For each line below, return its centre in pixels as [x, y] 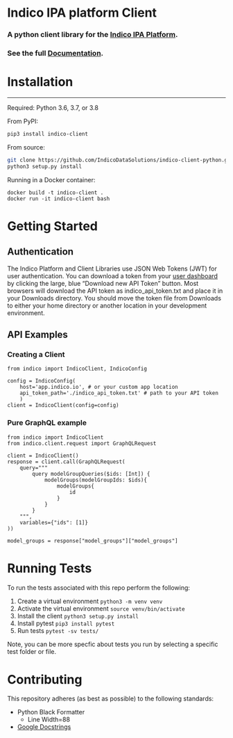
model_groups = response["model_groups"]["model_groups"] [93, 540]
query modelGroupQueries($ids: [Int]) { [91, 474]
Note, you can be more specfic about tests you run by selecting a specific [113, 644]
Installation [40, 82]
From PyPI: [23, 121]
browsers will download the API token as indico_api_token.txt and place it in [115, 291]
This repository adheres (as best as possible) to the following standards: [110, 699]
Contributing [45, 679]
